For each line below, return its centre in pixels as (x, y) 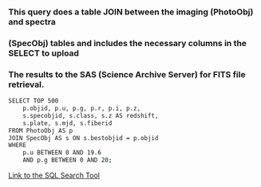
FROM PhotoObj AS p (41, 131)
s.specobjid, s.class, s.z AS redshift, (91, 115)
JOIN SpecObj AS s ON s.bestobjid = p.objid (83, 138)
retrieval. (26, 84)
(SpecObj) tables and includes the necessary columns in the (128, 43)
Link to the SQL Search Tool (54, 175)
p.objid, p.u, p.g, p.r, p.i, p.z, (82, 109)
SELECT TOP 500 (34, 101)
